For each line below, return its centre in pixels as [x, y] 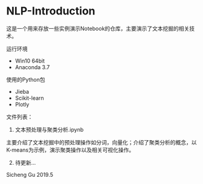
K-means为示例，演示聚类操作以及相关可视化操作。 [70, 150]
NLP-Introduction [51, 11]
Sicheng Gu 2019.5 [30, 174]
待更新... [25, 162]
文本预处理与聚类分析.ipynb [49, 129]
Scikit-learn [29, 98]
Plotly [22, 104]
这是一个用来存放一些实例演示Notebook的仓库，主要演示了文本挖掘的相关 [98, 28]
